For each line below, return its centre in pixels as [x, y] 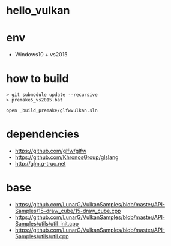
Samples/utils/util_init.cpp [47, 223]
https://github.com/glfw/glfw [51, 151]
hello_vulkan [38, 10]
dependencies [43, 134]
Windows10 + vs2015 [41, 55]
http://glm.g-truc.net [40, 163]
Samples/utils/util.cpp [42, 236]
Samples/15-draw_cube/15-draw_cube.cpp [68, 211]
